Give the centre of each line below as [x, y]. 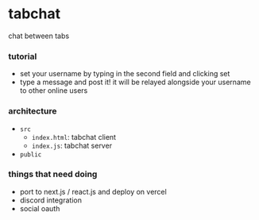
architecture [33, 111]
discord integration [50, 200]
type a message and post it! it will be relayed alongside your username [135, 82]
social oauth [40, 208]
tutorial [23, 56]
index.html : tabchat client [74, 137]
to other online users [54, 91]
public [31, 154]
